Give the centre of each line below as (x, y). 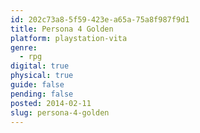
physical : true (42, 76)
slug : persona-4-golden (60, 112)
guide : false (37, 85)
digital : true (40, 66)
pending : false (42, 94)
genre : (24, 47)
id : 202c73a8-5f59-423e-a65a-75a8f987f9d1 (100, 19)
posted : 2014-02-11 (51, 103)
